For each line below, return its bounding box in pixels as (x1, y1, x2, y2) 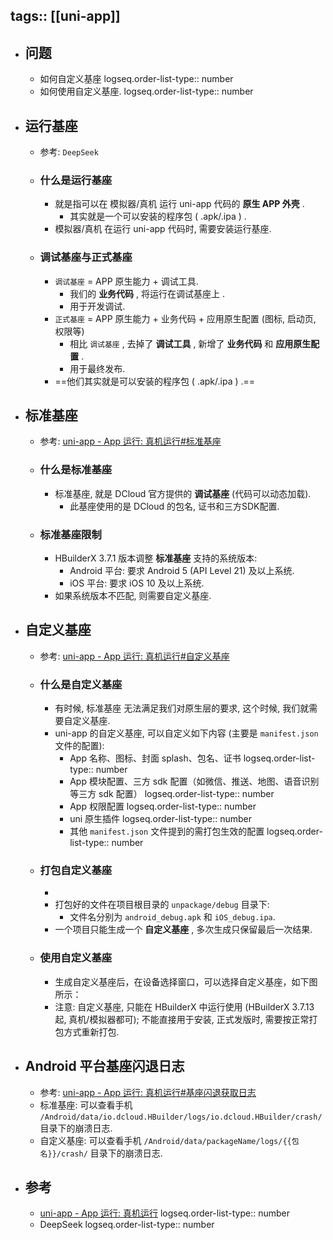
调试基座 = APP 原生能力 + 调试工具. (54, 275, 199, 287)
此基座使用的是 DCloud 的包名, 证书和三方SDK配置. (69, 500, 280, 512)
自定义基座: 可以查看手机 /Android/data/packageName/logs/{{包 (39, 1134, 300, 1146)
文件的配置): (54, 740, 105, 752)
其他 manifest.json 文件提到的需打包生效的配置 (69, 825, 265, 838)
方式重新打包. (63, 1025, 120, 1038)
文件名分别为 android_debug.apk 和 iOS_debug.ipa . (69, 911, 276, 923)
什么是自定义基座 (39, 677, 123, 691)
